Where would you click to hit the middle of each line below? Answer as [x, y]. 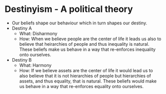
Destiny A [22, 28]
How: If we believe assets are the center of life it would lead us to [86, 70]
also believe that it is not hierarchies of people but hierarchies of [85, 76]
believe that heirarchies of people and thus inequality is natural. [84, 44]
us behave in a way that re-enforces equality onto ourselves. [81, 86]
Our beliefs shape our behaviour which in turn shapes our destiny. [80, 23]
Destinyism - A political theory [69, 9]
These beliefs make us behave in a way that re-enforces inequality [87, 49]
